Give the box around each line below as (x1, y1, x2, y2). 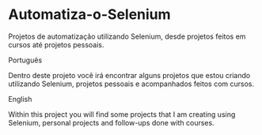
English (8, 94, 32, 103)
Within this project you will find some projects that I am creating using (8, 109, 236, 119)
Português (8, 55, 43, 65)
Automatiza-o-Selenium (8, 6, 172, 24)
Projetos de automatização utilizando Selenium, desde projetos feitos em (8, 32, 246, 41)
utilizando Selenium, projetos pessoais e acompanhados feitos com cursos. (8, 79, 255, 88)
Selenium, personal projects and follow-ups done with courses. (8, 118, 215, 127)
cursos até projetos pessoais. (8, 39, 104, 49)
